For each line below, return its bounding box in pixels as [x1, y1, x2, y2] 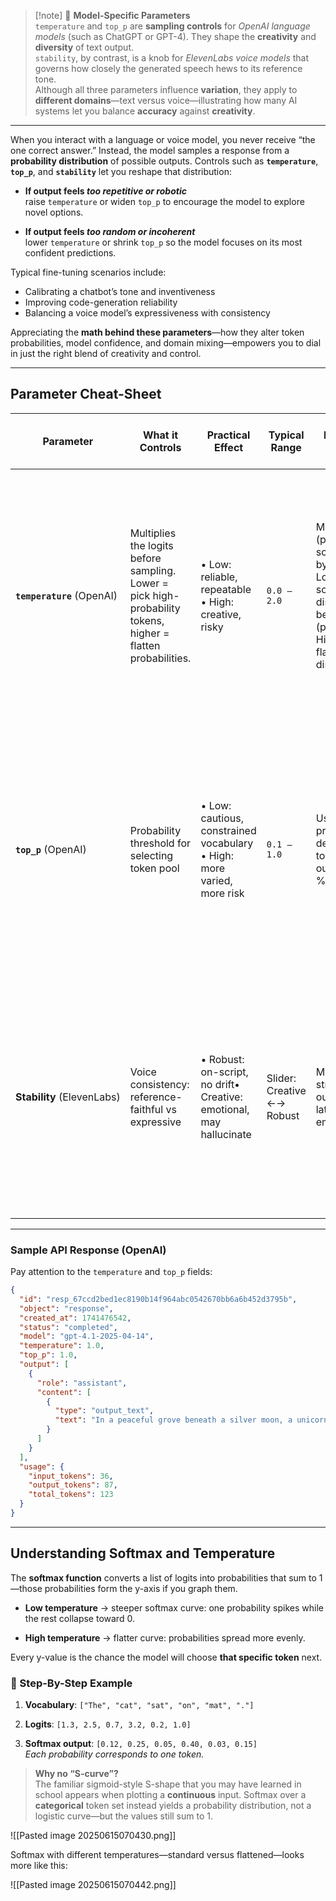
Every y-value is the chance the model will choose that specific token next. [10, 1651, 323, 1663]
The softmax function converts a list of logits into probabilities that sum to [10, 1571, 317, 1584]
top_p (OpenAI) [15, 842, 87, 856]
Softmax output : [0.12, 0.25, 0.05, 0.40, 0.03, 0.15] [24, 1738, 258, 1750]
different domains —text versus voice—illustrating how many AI [34, 95, 298, 106]
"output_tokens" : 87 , [28, 1480, 118, 1490]
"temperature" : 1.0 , [19, 1341, 105, 1351]
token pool [129, 861, 180, 875]
